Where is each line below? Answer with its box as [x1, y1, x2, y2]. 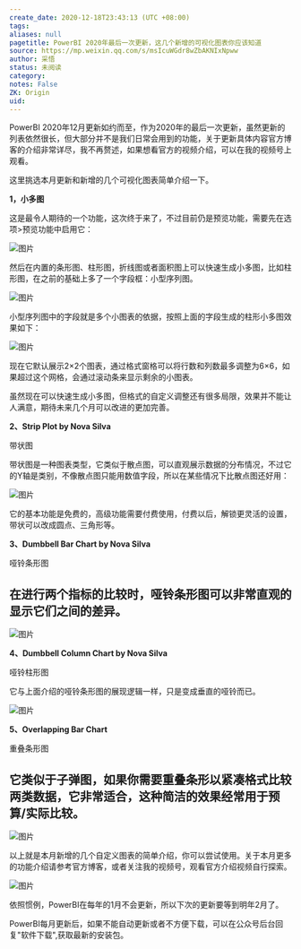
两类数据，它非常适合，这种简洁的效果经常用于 [9, 789, 269, 804]
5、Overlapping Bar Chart [9, 724, 107, 735]
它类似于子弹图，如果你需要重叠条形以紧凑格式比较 [9, 772, 292, 787]
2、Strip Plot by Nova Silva [9, 421, 112, 432]
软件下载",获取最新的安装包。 [21, 929, 128, 940]
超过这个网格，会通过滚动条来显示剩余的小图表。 [16, 372, 198, 383]
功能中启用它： [38, 224, 94, 235]
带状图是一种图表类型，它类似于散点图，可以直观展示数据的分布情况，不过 [9, 459, 284, 470]
